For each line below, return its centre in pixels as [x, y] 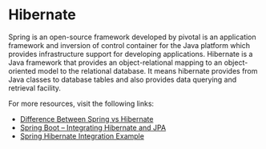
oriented [22, 70]
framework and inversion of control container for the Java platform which [129, 45]
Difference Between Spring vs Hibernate [87, 119]
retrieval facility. [35, 88]
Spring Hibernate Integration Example [82, 136]
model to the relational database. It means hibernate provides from [147, 70]
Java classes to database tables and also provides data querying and [123, 79]
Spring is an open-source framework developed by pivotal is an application [132, 37]
